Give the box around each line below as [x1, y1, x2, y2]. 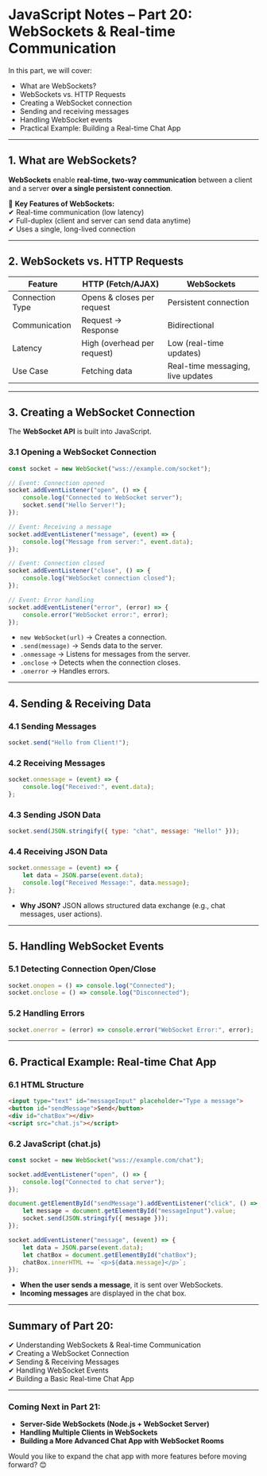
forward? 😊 [8, 1460, 48, 1470]
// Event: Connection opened [8, 479, 105, 487]
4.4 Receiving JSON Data [8, 846, 108, 856]
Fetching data [81, 365, 133, 376]
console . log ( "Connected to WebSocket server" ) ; [22, 494, 183, 502]
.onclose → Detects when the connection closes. [19, 658, 181, 667]
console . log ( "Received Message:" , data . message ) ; [22, 879, 191, 888]
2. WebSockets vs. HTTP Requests [8, 254, 184, 268]
